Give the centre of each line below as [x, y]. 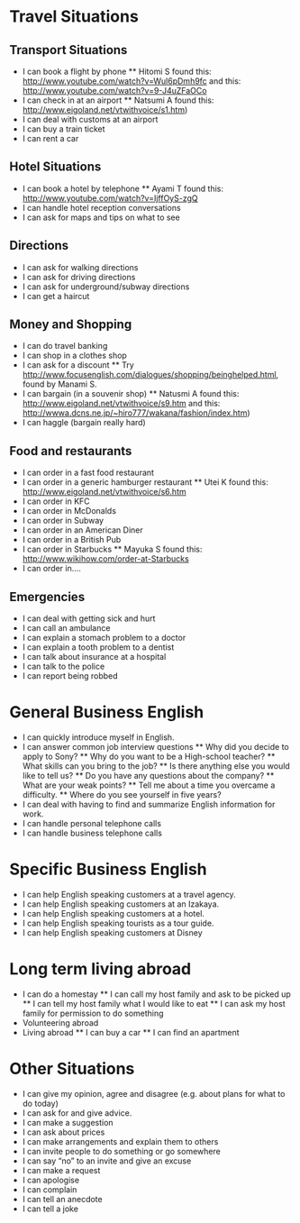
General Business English [107, 712]
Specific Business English [108, 869]
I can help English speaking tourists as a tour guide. [118, 923]
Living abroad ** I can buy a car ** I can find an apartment [131, 1032]
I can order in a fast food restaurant [88, 473]
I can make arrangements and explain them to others [120, 1141]
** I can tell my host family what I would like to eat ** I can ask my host [154, 1003]
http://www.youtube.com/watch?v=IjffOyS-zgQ [110, 198]
